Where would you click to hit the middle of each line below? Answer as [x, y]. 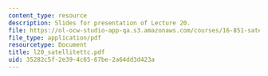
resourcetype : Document [48, 45]
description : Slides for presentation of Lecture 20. [100, 23]
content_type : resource [48, 15]
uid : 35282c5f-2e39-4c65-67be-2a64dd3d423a [82, 60]
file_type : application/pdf [55, 38]
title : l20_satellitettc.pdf [57, 52]
